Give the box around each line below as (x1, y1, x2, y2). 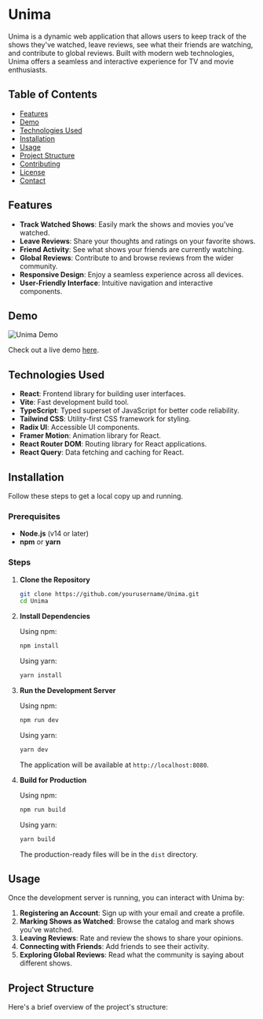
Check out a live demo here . (8, 345, 100, 355)
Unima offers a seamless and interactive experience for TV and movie (8, 57, 234, 66)
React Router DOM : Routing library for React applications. (19, 439, 207, 449)
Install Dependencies (19, 612, 90, 621)
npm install (19, 642, 59, 650)
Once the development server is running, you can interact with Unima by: (8, 893, 245, 902)
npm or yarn (19, 537, 61, 547)
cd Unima (19, 597, 49, 606)
